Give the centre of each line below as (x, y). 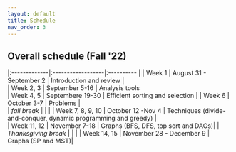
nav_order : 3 (27, 27)
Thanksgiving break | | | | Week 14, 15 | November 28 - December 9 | (109, 134)
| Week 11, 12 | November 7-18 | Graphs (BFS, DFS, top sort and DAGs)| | (113, 126)
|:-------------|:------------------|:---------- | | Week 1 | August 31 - (107, 73)
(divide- (214, 111)
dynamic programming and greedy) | (103, 119)
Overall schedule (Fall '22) (67, 56)
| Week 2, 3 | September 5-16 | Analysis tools (74, 88)
